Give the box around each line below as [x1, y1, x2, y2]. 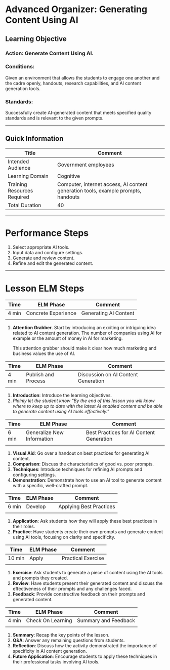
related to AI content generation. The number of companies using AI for [12, 330, 162, 336]
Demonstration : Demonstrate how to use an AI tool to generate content [12, 477, 162, 483]
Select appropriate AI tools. [12, 244, 70, 250]
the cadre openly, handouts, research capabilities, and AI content [5, 80, 142, 86]
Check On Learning [26, 617, 72, 624]
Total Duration [8, 202, 41, 209]
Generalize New [26, 429, 64, 436]
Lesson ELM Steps [5, 283, 84, 294]
